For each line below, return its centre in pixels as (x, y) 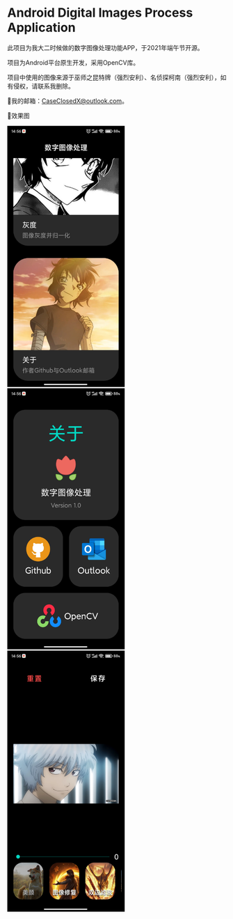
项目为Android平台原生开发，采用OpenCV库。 (73, 62)
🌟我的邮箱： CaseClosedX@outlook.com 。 (68, 101)
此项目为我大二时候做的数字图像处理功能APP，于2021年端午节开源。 (105, 47)
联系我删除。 (56, 86)
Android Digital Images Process (100, 13)
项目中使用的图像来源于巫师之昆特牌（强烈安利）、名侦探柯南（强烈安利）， (114, 77)
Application (41, 28)
